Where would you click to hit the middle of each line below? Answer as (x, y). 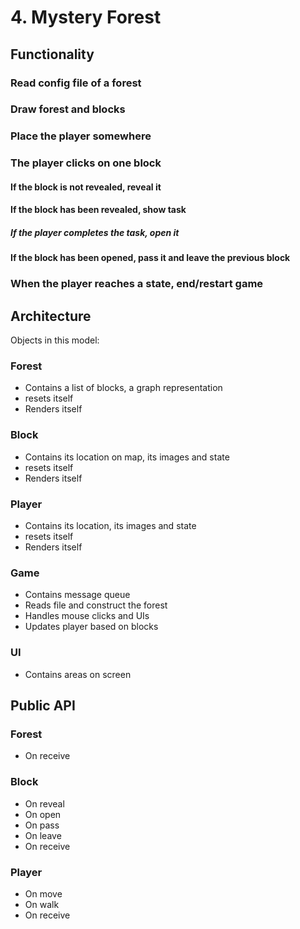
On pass (42, 825)
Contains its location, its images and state (110, 526)
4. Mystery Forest (86, 17)
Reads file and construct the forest (96, 605)
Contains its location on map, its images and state (127, 457)
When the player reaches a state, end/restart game (137, 284)
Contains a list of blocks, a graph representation (123, 388)
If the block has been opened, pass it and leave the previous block (150, 258)
